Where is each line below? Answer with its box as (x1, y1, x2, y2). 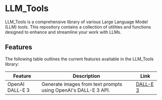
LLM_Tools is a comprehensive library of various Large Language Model (5, 19, 148, 25)
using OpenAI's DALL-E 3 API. (41, 86, 110, 93)
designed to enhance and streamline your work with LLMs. (5, 29, 121, 35)
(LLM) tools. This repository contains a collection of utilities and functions (5, 24, 151, 29)
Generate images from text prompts (41, 81, 122, 87)
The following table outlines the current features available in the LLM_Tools (5, 56, 154, 62)
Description (72, 72, 100, 79)
